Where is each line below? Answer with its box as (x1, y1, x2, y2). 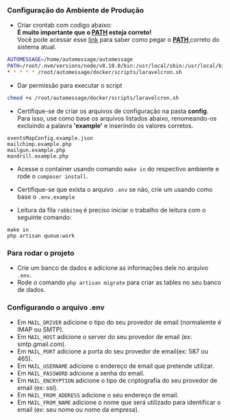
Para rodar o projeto (7, 248, 75, 258)
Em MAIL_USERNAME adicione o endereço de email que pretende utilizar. (16, 362, 214, 370)
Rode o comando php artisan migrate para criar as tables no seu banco (16, 278, 221, 286)
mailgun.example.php (7, 147, 66, 153)
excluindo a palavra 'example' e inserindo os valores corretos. (16, 121, 194, 129)
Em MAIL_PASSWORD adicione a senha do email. (16, 369, 145, 378)
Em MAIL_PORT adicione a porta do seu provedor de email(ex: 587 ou (16, 347, 209, 356)
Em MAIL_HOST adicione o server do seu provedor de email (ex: (16, 333, 192, 341)
